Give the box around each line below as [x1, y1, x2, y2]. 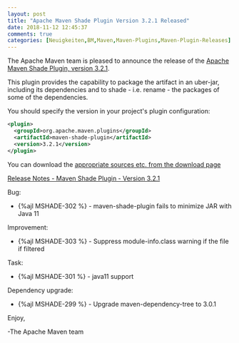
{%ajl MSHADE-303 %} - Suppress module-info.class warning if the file [17, 237, 230, 245]
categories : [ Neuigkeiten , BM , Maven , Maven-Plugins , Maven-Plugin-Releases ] [7, 37, 232, 44]
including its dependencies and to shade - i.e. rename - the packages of [7, 86, 220, 94]
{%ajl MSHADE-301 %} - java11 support [17, 272, 134, 280]
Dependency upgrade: [7, 286, 73, 295]
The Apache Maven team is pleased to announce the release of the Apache [7, 56, 230, 65]
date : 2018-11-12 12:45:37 [7, 24, 88, 31]
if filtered [17, 244, 45, 253]
